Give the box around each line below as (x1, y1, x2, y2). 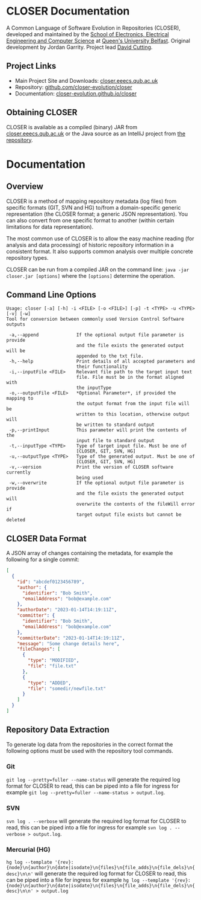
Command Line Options (6, 289, 96, 300)
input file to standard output (76, 438, 155, 444)
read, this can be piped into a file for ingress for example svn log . (6, 824, 173, 831)
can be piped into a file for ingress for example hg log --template (6, 876, 170, 883)
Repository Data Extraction (6, 725, 110, 735)
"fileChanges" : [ (17, 646, 61, 652)
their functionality (76, 364, 128, 370)
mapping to (6, 396, 34, 402)
